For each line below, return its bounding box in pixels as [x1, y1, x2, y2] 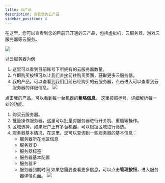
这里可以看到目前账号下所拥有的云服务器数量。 [12, 67, 107, 72]
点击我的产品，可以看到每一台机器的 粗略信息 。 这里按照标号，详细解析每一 [5, 95, 157, 101]
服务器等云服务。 [5, 36, 40, 42]
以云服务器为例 [5, 56, 35, 62]
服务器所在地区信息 [19, 136, 59, 142]
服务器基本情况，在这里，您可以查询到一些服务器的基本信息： [12, 130, 137, 136]
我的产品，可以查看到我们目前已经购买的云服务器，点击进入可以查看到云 [12, 79, 159, 85]
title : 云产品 [5, 7, 32, 12]
